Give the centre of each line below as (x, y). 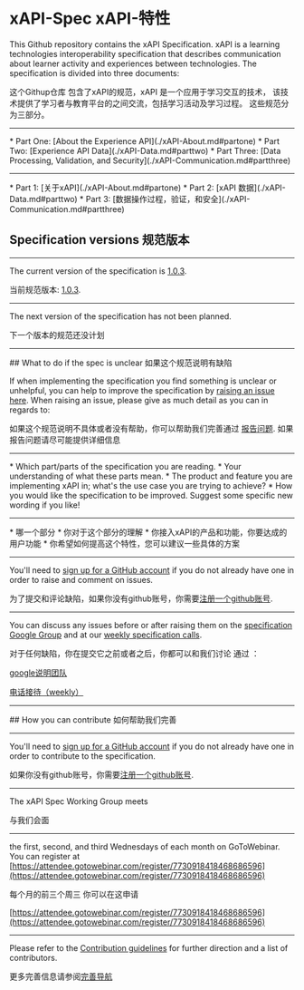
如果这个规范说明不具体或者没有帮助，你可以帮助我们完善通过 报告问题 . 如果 (152, 428)
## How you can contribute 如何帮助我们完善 (93, 719)
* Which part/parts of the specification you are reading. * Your (125, 466)
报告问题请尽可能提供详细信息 (65, 440)
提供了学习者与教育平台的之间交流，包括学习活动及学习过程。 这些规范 (149, 103)
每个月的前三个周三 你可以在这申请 (74, 894)
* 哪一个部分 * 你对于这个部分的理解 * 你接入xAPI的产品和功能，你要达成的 (148, 532)
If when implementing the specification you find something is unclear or (143, 381)
